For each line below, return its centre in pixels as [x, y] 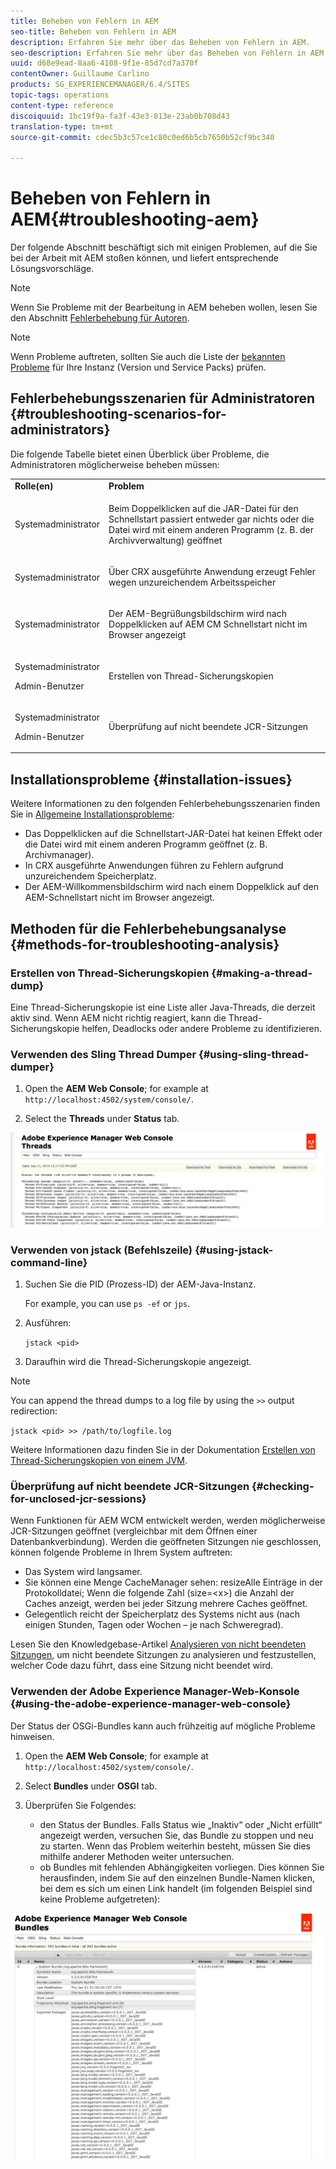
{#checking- [283, 1486]
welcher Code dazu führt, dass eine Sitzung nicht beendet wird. [142, 1666]
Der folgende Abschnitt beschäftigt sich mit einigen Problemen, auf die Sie [164, 247]
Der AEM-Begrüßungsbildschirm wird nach [197, 614]
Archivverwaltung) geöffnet [165, 540]
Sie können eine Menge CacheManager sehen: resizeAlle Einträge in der [173, 1582]
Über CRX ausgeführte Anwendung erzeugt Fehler [212, 572]
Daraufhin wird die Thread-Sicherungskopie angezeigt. [138, 1362]
